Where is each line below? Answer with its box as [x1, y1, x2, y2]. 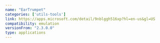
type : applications [5, 30, 46, 35]
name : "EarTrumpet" [5, 7, 46, 12]
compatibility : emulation [5, 21, 59, 26]
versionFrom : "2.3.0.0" [5, 26, 55, 31]
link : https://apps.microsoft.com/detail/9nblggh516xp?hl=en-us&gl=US [5, 16, 155, 21]
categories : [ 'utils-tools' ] [5, 12, 66, 17]
